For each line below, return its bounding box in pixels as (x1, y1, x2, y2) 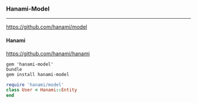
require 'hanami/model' (6, 81, 64, 88)
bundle (6, 66, 22, 72)
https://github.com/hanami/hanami (6, 50, 90, 57)
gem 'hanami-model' (6, 61, 54, 67)
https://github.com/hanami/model (6, 23, 87, 30)
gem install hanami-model (6, 71, 69, 77)
